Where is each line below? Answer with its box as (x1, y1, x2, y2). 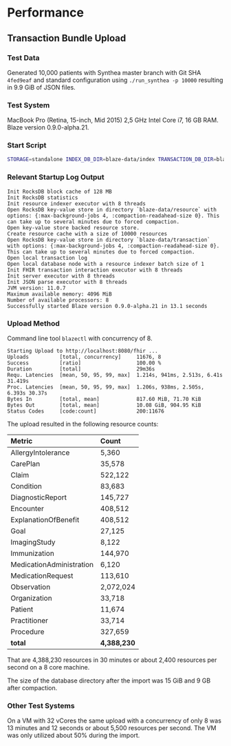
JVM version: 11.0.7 (7, 284, 67, 291)
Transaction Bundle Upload (7, 32, 126, 44)
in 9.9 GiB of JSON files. (7, 83, 76, 91)
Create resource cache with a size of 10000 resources (7, 230, 168, 237)
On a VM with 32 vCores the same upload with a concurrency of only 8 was (7, 716, 222, 725)
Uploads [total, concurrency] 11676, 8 (7, 353, 162, 360)
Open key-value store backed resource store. (7, 224, 140, 231)
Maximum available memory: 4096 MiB (7, 291, 112, 298)
